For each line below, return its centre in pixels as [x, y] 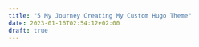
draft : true [28, 30]
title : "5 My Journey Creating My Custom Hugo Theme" [100, 16]
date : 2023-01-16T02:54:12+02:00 [64, 23]
